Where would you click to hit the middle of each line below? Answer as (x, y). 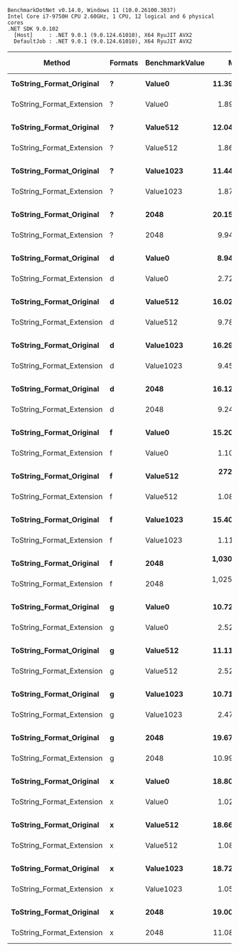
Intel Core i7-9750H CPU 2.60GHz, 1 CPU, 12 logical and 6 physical (111, 16)
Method (57, 63)
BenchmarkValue (175, 63)
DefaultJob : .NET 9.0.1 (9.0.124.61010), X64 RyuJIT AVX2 (103, 41)
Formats (124, 63)
